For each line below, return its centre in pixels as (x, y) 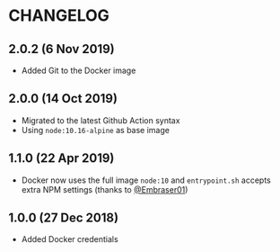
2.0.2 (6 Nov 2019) (61, 49)
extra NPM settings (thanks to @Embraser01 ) (105, 189)
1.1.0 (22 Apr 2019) (61, 158)
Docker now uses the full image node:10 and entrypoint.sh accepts (146, 180)
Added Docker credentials (70, 239)
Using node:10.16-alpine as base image (95, 130)
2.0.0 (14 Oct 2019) (63, 99)
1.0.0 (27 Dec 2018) (63, 218)
